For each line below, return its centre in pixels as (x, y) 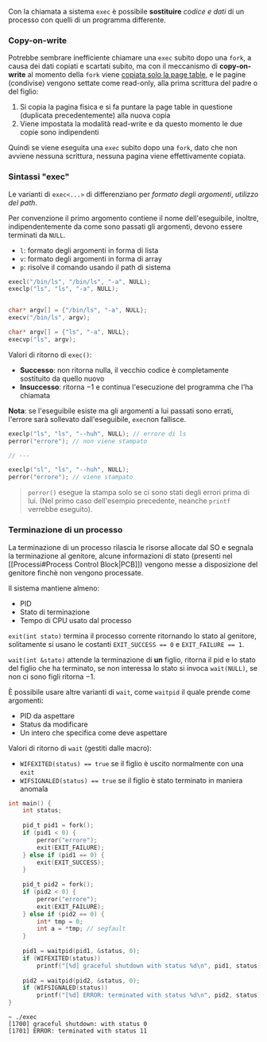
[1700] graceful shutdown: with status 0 (78, 1025)
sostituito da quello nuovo (62, 378)
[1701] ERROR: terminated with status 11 (78, 1031)
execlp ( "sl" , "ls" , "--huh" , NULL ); (69, 470)
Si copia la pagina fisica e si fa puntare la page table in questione (126, 107)
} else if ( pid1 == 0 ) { (64, 855)
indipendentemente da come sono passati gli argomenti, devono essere (126, 227)
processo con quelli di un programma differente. (87, 20)
